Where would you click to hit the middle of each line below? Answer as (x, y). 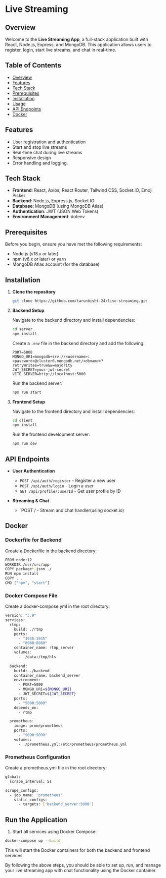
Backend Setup (28, 310)
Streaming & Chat (31, 501)
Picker (19, 196)
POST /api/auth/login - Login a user (57, 486)
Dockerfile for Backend (33, 540)
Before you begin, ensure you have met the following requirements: (74, 244)
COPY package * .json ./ (28, 569)
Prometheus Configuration (38, 757)
